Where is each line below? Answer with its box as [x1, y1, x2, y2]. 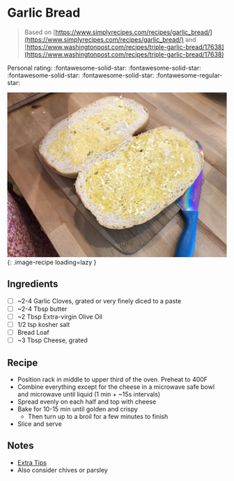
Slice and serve [17, 420, 63, 428]
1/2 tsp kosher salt [17, 320, 70, 328]
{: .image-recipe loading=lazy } [7, 258, 97, 266]
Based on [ [24, 28, 56, 36]
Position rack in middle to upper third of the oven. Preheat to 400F [17, 375, 208, 383]
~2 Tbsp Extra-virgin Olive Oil [17, 312, 103, 321]
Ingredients [7, 278, 58, 290]
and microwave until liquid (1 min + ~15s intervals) [17, 390, 161, 398]
